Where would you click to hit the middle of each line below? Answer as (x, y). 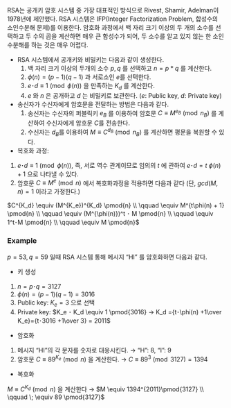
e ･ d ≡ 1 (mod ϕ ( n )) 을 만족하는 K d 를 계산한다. (91, 87)
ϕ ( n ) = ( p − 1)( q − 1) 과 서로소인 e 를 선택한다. (89, 77)
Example (22, 241)
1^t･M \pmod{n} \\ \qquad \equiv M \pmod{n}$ (73, 222)
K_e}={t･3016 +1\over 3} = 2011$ (64, 321)
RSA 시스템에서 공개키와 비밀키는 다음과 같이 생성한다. (91, 60)
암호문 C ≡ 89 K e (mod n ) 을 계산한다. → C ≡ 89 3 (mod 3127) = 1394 (112, 359)
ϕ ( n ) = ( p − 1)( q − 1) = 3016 (56, 294)
